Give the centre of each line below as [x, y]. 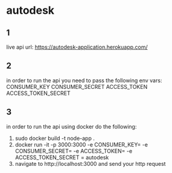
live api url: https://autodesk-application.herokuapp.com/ [77, 47]
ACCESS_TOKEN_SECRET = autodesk [62, 157]
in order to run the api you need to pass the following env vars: [84, 80]
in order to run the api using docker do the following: [72, 126]
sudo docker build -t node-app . [55, 138]
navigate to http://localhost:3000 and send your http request [90, 163]
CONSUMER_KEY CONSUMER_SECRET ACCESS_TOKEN [77, 86]
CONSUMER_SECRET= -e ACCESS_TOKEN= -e [74, 151]
